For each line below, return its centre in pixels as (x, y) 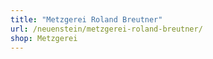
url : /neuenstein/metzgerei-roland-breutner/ (106, 29)
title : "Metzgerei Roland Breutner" (86, 19)
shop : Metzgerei (44, 38)
